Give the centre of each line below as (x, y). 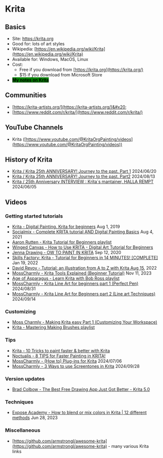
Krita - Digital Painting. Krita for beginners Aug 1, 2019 (66, 227)
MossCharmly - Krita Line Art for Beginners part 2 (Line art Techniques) (84, 294)
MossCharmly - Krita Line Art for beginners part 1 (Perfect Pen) (75, 284)
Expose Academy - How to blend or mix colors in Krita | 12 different (79, 413)
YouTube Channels (34, 128)
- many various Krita (129, 446)
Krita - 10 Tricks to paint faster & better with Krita (61, 350)
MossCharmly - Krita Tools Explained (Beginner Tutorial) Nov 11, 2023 (82, 273)
